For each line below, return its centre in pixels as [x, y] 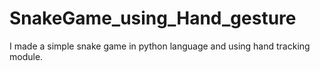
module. [26, 56]
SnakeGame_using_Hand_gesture [153, 18]
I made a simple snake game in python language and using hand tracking [160, 46]
